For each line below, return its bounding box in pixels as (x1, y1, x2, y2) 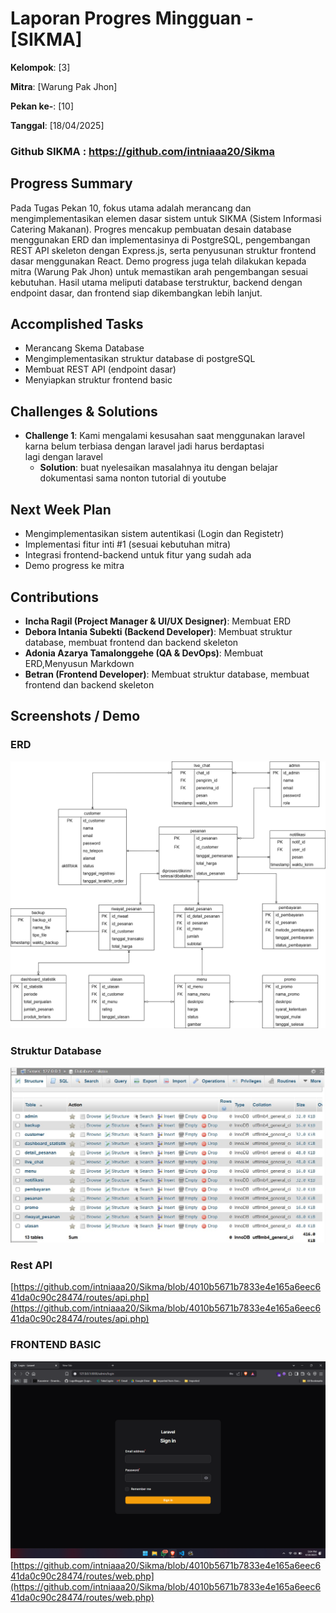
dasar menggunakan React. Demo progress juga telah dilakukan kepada (10, 255, 307, 267)
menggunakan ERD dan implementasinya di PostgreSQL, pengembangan (10, 233, 311, 246)
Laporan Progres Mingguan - (10, 7, 255, 30)
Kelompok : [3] (10, 61, 71, 73)
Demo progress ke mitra (24, 560, 125, 572)
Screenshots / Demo (10, 708, 141, 725)
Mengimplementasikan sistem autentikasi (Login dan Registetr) (24, 528, 285, 540)
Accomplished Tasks (10, 316, 144, 333)
